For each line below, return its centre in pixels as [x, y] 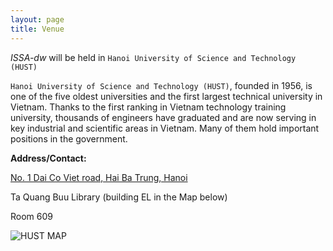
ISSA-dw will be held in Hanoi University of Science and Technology [153, 57]
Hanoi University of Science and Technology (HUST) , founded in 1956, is [161, 85]
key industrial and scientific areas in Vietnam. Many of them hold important [165, 128]
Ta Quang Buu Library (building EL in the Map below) [119, 197]
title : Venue [37, 29]
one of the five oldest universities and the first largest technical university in [166, 96]
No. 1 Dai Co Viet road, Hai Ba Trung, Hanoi [99, 177]
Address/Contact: [48, 158]
